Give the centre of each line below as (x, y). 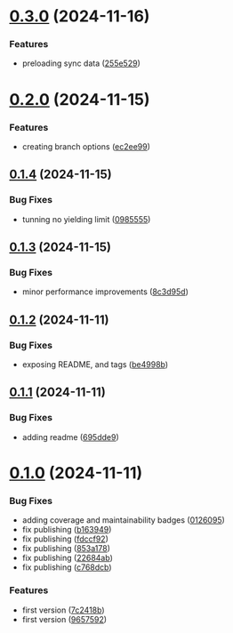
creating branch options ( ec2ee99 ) (86, 146)
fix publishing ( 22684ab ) (67, 558)
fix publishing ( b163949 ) (67, 530)
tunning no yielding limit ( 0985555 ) (86, 219)
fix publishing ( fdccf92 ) (65, 539)
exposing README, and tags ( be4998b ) (95, 365)
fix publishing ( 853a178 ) (66, 549)
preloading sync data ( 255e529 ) (81, 63)
